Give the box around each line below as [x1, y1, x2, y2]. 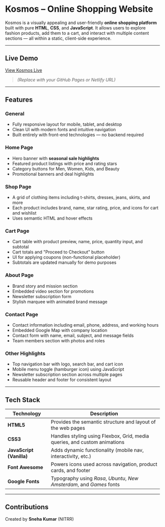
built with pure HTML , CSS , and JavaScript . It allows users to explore [5, 25, 146, 30]
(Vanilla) [7, 453, 28, 460]
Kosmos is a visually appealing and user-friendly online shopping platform [5, 20, 157, 26]
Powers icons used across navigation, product [51, 461, 158, 468]
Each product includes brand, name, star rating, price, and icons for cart [12, 205, 159, 211]
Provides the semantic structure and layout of [51, 418, 156, 425]
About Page [5, 272, 34, 278]
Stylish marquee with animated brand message [12, 299, 108, 305]
